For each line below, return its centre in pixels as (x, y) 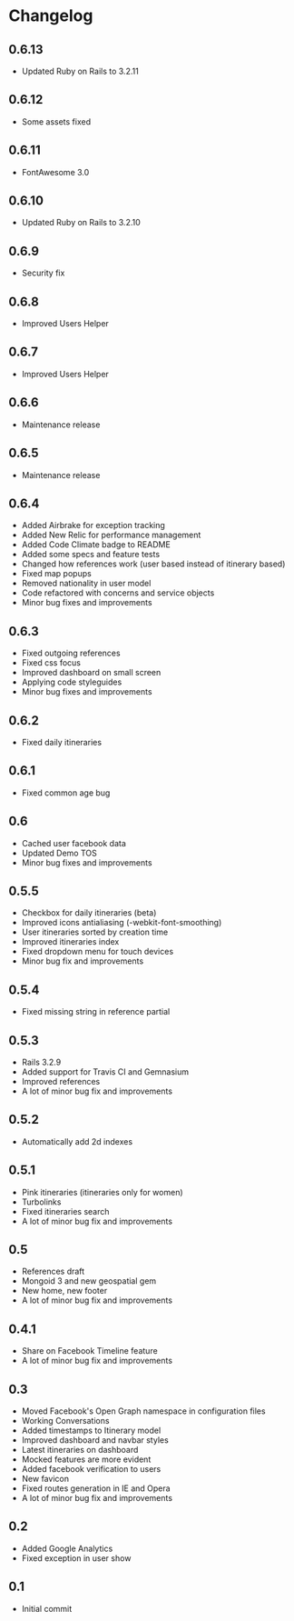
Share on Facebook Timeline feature (89, 1351)
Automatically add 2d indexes (77, 1141)
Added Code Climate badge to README (96, 545)
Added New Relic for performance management (111, 535)
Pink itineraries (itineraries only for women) (102, 1192)
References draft (53, 1271)
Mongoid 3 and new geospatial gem (89, 1281)
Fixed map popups (56, 574)
